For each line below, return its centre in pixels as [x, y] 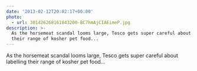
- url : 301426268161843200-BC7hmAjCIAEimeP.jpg [71, 22]
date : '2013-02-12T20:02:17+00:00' [50, 11]
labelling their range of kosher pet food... [56, 62]
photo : [14, 17]
